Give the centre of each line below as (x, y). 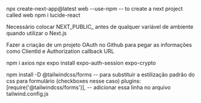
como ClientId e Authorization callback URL (60, 51)
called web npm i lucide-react (43, 15)
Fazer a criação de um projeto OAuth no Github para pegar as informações (99, 45)
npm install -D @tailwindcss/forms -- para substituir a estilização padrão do (101, 74)
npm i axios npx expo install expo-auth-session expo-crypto (81, 63)
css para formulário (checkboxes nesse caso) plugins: (74, 81)
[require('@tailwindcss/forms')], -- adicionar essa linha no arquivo (88, 87)
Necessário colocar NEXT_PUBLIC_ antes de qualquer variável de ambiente (100, 27)
